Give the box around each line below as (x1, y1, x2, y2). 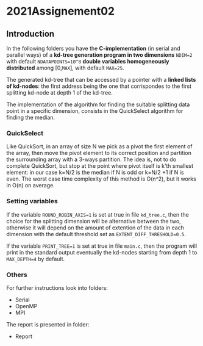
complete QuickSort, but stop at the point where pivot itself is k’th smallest (6, 162, 194, 170)
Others (6, 270, 27, 279)
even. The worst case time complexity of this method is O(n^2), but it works (6, 175, 196, 182)
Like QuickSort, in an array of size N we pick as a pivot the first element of (6, 143, 193, 150)
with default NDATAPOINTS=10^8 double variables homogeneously (6, 58, 169, 65)
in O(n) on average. (6, 182, 55, 189)
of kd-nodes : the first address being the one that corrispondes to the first (6, 82, 192, 90)
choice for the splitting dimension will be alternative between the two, (6, 217, 181, 225)
